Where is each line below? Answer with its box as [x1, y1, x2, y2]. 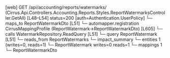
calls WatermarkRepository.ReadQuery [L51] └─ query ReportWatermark [5, 31, 158, 37]
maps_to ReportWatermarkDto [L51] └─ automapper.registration [5, 20, 139, 26]
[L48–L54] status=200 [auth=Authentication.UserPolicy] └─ [27, 15, 153, 21]
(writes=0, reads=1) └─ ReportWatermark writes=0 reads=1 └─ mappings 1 [5, 42, 162, 47]
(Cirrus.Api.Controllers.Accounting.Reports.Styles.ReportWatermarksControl [5, 10, 165, 16]
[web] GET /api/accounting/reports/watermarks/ [5, 5, 107, 10]
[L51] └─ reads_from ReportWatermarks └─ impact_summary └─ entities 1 [5, 36, 161, 42]
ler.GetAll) [5, 15, 26, 21]
